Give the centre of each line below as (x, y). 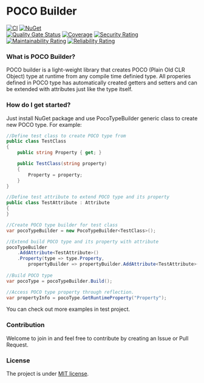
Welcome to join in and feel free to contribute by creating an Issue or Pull (97, 338)
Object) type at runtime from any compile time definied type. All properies (99, 76)
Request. (17, 345)
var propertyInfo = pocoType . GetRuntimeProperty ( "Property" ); (87, 298)
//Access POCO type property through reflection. (70, 292)
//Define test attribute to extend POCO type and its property (88, 197)
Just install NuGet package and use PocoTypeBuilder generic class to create (102, 118)
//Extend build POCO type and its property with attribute (83, 242)
